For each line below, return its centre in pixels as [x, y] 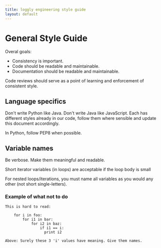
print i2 [53, 232]
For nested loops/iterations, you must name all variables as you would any [79, 179]
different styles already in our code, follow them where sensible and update [81, 118]
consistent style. [21, 86]
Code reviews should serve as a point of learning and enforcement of [75, 81]
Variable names [29, 148]
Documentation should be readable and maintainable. [66, 72]
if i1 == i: [52, 228]
